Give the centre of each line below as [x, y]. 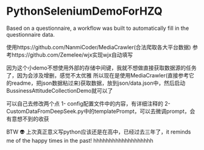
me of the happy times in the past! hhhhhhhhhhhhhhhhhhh [80, 140]
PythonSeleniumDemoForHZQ [84, 11]
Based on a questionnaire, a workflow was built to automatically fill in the [98, 28]
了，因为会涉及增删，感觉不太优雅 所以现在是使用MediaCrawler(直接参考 [98, 75]
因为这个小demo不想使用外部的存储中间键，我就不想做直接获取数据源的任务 [101, 68]
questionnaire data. [30, 34]
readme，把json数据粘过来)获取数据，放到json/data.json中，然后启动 [98, 83]
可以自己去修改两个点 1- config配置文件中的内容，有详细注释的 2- [88, 103]
